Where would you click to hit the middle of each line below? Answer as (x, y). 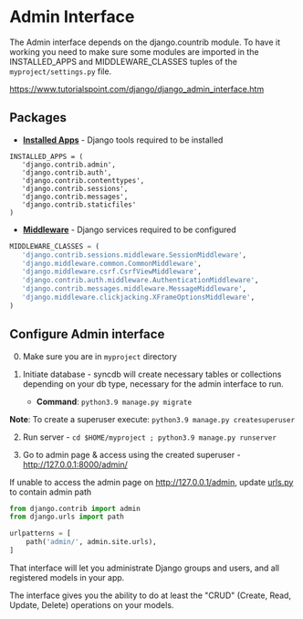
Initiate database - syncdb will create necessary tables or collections (152, 374)
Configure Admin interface (87, 334)
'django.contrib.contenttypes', (83, 180)
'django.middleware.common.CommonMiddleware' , (112, 263)
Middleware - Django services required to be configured (130, 229)
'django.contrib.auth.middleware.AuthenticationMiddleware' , (140, 281)
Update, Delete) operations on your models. (92, 604)
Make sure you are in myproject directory (100, 356)
